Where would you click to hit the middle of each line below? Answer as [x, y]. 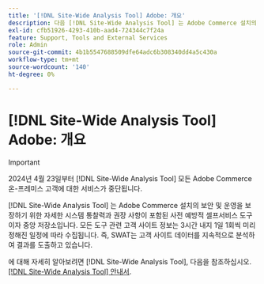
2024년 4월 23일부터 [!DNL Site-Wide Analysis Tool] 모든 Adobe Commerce [130, 178]
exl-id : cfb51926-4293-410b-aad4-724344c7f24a [86, 30]
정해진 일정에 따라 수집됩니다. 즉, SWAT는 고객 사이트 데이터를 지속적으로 [121, 235]
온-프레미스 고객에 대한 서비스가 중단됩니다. [75, 188]
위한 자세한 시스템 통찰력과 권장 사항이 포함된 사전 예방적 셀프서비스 [134, 215]
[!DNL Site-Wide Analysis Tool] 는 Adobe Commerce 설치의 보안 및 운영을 [126, 205]
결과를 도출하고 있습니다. [55, 244]
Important [24, 162]
